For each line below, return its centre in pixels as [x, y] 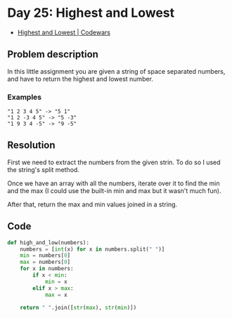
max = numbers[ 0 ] [45, 262]
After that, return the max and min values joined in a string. [92, 204]
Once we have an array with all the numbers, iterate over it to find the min [114, 183]
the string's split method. [43, 169]
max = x [56, 295]
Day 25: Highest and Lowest [91, 13]
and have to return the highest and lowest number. [80, 79]
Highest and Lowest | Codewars [64, 32]
